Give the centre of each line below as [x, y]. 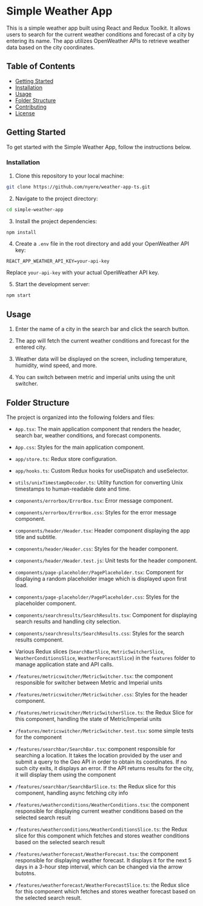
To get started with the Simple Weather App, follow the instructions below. [99, 147]
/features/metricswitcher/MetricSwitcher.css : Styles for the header [101, 694]
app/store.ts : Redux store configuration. [66, 458]
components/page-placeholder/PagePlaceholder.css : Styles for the [97, 597]
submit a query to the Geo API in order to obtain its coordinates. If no [101, 762]
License [25, 113]
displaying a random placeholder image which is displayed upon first [101, 579]
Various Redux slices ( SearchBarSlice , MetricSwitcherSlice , [90, 651]
